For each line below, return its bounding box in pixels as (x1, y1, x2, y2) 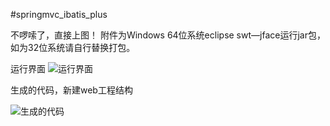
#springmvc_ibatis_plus (10, 9, 108, 20)
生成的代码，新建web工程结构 (10, 84, 133, 96)
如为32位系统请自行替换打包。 (10, 42, 136, 53)
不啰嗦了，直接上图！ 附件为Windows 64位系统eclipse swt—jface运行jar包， (10, 29, 326, 41)
